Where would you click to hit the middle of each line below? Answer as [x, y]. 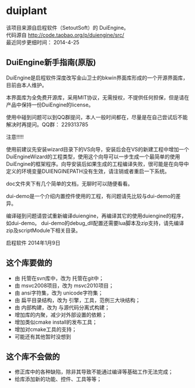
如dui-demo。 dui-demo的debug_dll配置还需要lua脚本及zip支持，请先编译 [95, 223]
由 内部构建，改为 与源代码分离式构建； [62, 307]
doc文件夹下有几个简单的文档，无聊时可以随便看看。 [69, 183]
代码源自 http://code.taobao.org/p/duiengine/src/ [65, 35]
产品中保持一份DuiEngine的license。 [50, 105]
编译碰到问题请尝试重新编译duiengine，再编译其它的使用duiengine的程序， [96, 216]
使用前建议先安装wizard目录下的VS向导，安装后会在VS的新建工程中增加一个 [98, 149]
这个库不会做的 [33, 357]
